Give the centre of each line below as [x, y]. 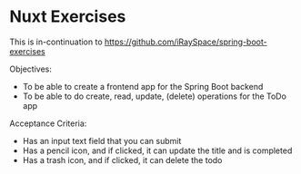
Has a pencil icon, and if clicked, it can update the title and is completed [157, 150]
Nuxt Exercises [68, 17]
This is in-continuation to [56, 42]
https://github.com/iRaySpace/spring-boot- [186, 42]
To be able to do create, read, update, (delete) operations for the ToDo [154, 96]
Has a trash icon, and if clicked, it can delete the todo [122, 159]
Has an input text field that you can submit [102, 140]
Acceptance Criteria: [48, 123]
